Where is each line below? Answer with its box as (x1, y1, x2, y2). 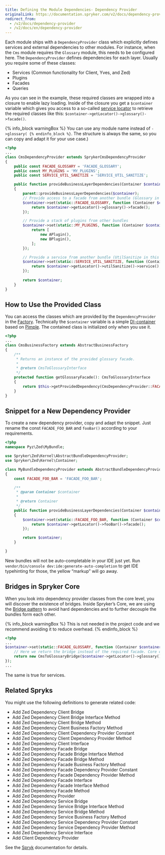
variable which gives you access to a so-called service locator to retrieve (5, 106, 153, 112)
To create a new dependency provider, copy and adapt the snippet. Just (5, 420, 151, 426)
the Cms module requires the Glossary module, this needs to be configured (5, 50, 155, 56)
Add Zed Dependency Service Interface (12, 829, 93, 835)
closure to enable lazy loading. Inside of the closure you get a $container (5, 100, 153, 106)
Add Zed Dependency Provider (12, 793, 75, 799)
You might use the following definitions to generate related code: (5, 699, 136, 706)
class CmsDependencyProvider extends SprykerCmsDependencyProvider (5, 154, 146, 159)
